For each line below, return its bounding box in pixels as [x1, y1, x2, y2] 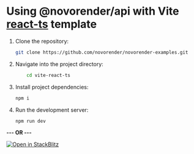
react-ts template [6, 17, 97, 31]
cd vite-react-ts [26, 72, 70, 78]
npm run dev [15, 118, 46, 124]
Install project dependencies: [15, 83, 89, 90]
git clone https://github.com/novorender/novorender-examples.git [15, 49, 188, 56]
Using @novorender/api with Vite [6, 4, 179, 18]
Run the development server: [15, 106, 89, 114]
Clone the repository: [15, 37, 69, 45]
